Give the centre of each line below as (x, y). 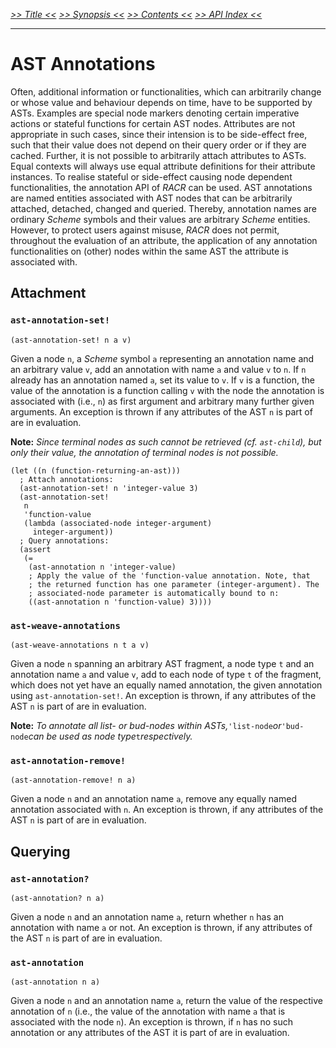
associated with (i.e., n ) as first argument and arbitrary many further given (162, 401)
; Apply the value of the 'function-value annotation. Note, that (169, 575)
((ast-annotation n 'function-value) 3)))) (120, 602)
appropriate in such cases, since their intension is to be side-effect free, (159, 134)
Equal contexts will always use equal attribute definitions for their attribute (163, 166)
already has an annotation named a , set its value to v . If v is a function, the (162, 380)
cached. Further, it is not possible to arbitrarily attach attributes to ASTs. (158, 155)
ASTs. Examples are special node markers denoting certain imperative (155, 113)
